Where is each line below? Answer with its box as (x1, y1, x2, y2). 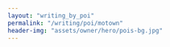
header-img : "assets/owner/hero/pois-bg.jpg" (7, 26, 163, 34)
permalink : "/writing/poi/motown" (7, 19, 124, 27)
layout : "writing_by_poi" (7, 11, 94, 20)
